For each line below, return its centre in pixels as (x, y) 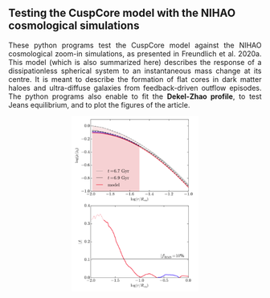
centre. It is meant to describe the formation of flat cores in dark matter (135, 79)
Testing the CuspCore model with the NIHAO (122, 13)
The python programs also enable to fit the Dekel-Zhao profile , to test (135, 96)
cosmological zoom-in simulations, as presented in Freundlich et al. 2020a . (135, 53)
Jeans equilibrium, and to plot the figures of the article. (99, 104)
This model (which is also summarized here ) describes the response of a (135, 62)
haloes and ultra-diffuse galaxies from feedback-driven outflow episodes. (135, 88)
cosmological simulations (74, 26)
